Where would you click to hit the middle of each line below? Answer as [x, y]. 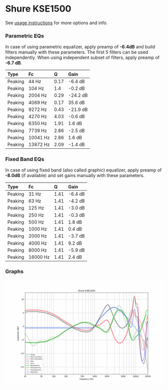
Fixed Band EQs [25, 159]
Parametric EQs [25, 36]
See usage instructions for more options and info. [57, 23]
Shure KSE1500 [38, 9]
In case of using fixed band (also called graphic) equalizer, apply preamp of [83, 170]
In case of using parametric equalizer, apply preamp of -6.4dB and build [80, 47]
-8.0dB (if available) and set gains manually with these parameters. [75, 176]
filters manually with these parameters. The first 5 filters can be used [77, 52]
